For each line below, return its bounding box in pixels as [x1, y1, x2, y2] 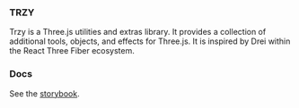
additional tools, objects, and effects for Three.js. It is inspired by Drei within [9, 36, 291, 46]
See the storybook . [9, 87, 80, 99]
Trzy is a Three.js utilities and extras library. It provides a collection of [9, 27, 267, 37]
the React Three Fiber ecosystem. [9, 46, 135, 56]
